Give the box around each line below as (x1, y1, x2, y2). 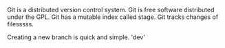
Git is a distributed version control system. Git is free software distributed (7, 6, 215, 14)
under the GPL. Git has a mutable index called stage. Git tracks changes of (7, 13, 219, 21)
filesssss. (7, 20, 34, 28)
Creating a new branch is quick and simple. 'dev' (7, 33, 146, 41)
